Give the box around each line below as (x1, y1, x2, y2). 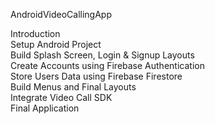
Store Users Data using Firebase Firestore (10, 70, 183, 82)
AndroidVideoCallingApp (10, 9, 112, 20)
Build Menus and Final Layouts (10, 81, 137, 93)
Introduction (10, 28, 61, 39)
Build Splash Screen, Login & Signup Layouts (10, 49, 195, 61)
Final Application (10, 102, 80, 114)
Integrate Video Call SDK (10, 92, 113, 103)
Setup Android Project (10, 39, 102, 50)
